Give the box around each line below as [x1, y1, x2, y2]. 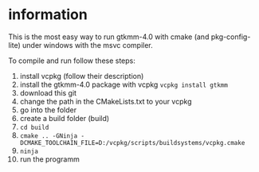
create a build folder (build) [19, 113, 110, 123]
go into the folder [19, 105, 77, 115]
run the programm [19, 154, 80, 164]
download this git [19, 88, 77, 97]
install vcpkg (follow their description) [19, 71, 144, 80]
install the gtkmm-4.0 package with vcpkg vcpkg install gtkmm [19, 80, 229, 89]
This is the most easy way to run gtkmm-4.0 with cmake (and [8, 32, 210, 41]
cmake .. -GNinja [19, 131, 78, 140]
